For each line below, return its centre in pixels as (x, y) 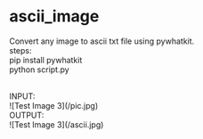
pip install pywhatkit (46, 60)
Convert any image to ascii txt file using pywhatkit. (102, 41)
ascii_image (54, 16)
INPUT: (22, 96)
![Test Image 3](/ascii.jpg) (57, 124)
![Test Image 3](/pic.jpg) (54, 105)
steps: (20, 50)
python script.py (39, 69)
